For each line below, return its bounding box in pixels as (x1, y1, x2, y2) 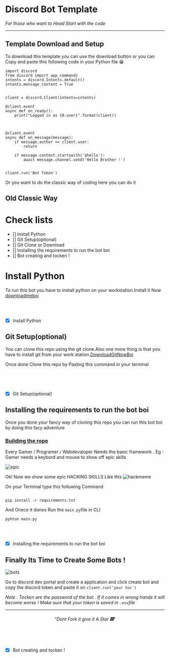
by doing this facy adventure (5, 424, 65, 430)
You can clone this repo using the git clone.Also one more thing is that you (5, 346, 160, 352)
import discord (5, 68, 37, 74)
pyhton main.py (5, 517, 37, 522)
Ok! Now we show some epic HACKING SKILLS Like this (5, 474, 122, 480)
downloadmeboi (5, 293, 39, 299)
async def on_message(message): (5, 135, 73, 140)
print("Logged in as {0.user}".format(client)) (14, 113, 116, 118)
